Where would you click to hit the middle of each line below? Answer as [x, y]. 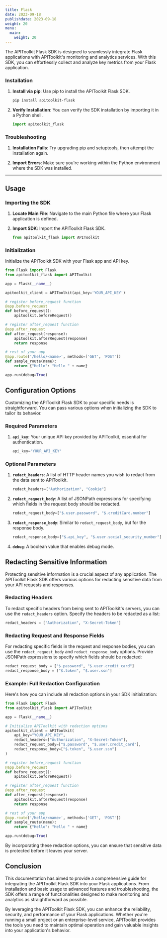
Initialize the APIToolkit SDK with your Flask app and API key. [67, 261]
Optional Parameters [31, 464]
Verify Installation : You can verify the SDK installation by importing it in [85, 110]
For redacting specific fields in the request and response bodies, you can [80, 646]
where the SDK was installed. [42, 168]
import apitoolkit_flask [38, 124]
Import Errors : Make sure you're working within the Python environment [86, 163]
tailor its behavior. [23, 413]
